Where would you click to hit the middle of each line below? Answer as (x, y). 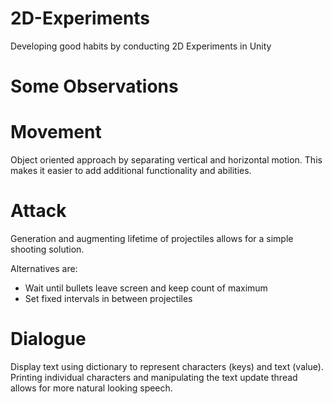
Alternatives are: (44, 268)
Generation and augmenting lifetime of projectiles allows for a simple (152, 238)
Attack (38, 211)
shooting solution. (47, 249)
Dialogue (48, 339)
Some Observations (94, 86)
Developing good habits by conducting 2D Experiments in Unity (141, 46)
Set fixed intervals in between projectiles (108, 298)
